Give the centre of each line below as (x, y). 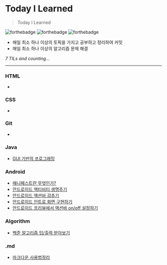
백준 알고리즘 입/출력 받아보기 (41, 233)
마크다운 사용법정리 (31, 258)
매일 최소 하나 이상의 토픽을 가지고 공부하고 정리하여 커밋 (67, 42)
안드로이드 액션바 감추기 (36, 196)
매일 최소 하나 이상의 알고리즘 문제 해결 (50, 48)
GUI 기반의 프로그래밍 (34, 159)
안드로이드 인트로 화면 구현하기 (42, 202)
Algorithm (18, 221)
